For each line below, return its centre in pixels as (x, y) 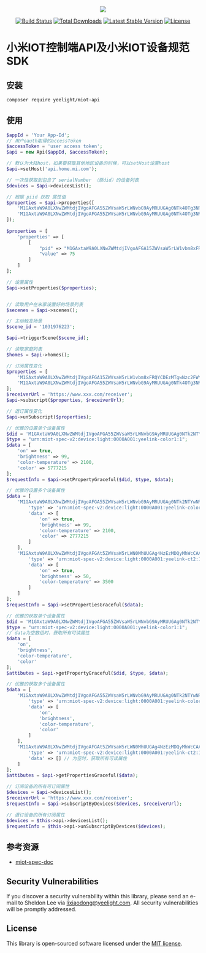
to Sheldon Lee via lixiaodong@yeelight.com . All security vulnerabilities (108, 903)
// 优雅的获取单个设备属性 (36, 616)
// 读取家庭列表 (24, 349)
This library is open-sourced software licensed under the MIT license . (94, 943)
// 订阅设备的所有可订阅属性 (38, 786)
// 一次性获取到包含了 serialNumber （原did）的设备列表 (73, 180)
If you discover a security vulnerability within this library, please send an (97, 896)
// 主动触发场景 (24, 321)
